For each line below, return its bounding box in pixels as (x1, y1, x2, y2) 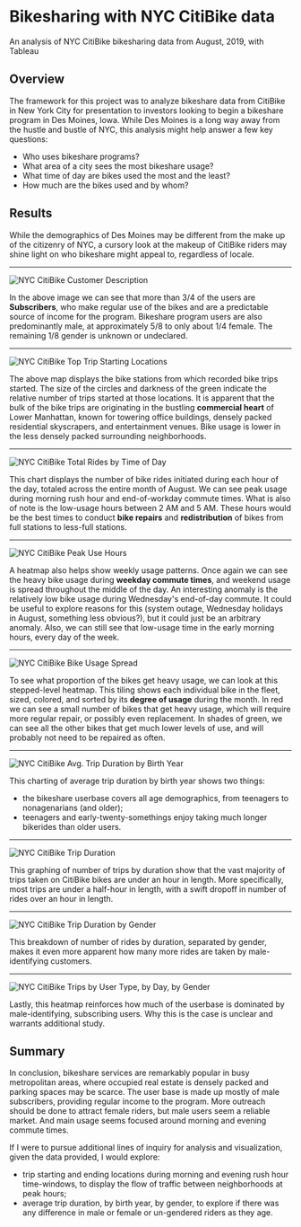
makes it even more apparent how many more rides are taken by (9, 946, 247, 957)
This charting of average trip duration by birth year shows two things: (9, 775, 266, 786)
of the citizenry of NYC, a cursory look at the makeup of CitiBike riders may (9, 239, 288, 250)
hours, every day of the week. (9, 631, 120, 642)
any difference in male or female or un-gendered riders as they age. (21, 1207, 273, 1218)
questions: (9, 133, 48, 145)
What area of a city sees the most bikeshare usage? (21, 160, 214, 172)
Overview (9, 72, 65, 87)
